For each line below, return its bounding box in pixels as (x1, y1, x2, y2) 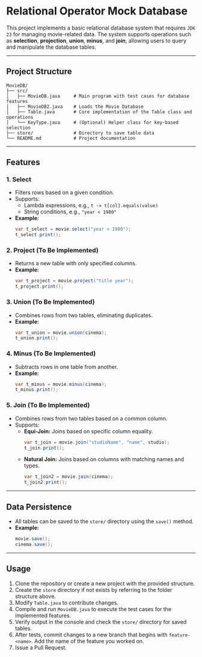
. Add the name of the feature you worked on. (31, 637, 144, 644)
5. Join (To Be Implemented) (6, 401, 90, 409)
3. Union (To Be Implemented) (6, 298, 95, 306)
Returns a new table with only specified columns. (14, 260, 137, 267)
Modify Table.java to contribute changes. (14, 599, 119, 606)
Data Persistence (6, 501, 72, 512)
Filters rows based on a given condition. (14, 189, 114, 196)
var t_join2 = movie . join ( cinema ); (23, 474, 113, 480)
